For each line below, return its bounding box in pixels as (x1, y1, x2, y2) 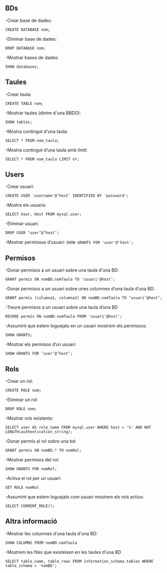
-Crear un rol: (5, 378, 34, 384)
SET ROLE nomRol (5, 485, 39, 490)
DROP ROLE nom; (5, 406, 37, 412)
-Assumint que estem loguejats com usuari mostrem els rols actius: (5, 494, 144, 500)
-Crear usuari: (5, 184, 34, 190)
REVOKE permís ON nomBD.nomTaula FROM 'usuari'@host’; (5, 314, 122, 319)
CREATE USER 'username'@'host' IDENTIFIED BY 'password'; (5, 193, 129, 198)
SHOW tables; (5, 119, 33, 125)
